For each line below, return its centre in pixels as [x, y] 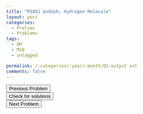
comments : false [26, 71]
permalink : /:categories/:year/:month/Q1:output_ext [72, 66]
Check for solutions [30, 97]
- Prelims [23, 28]
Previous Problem [28, 89]
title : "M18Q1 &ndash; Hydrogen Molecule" [59, 11]
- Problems [25, 33]
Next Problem [24, 104]
